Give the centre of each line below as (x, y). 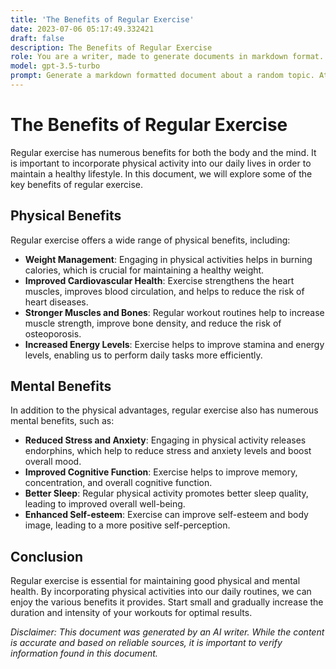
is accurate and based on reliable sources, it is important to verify (146, 643)
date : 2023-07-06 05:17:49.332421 (82, 29)
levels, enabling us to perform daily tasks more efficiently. (143, 355)
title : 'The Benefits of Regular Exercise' (102, 19)
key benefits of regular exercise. (76, 184)
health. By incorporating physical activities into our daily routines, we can (161, 592)
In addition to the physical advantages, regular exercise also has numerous (164, 410)
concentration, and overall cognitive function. (118, 483)
